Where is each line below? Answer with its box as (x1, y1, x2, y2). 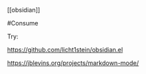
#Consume (7, 19, 39, 27)
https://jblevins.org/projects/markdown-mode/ (7, 59, 139, 67)
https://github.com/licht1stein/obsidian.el (7, 46, 123, 53)
